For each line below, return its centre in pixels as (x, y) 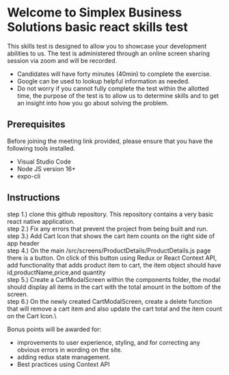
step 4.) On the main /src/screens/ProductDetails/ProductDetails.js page (109, 250)
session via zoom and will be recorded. (62, 60)
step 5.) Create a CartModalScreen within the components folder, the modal (114, 279)
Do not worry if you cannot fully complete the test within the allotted (113, 88)
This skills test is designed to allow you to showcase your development (107, 46)
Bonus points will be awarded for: (54, 329)
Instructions (33, 197)
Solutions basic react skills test (97, 27)
